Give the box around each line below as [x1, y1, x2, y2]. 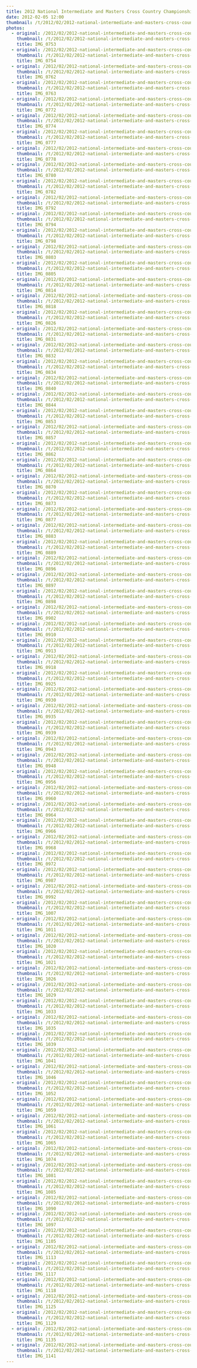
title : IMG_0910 [16, 631, 57, 638]
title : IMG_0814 [16, 287, 57, 293]
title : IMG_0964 [16, 812, 57, 818]
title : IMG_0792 [16, 205, 57, 212]
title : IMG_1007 [16, 911, 57, 917]
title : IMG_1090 [16, 1206, 57, 1212]
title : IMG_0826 [16, 320, 57, 326]
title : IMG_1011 [16, 927, 57, 932]
